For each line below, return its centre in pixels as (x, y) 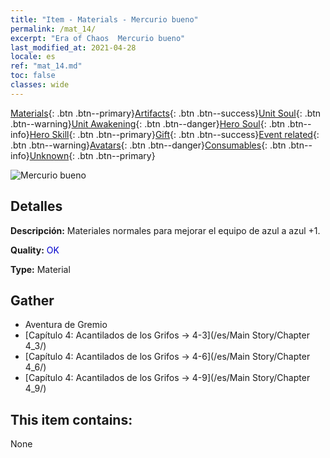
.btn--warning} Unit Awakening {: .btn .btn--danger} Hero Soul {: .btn (148, 123)
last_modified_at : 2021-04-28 (73, 47)
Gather (32, 300)
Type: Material (40, 269)
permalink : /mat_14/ (53, 29)
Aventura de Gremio (66, 325)
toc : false (33, 76)
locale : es (33, 57)
